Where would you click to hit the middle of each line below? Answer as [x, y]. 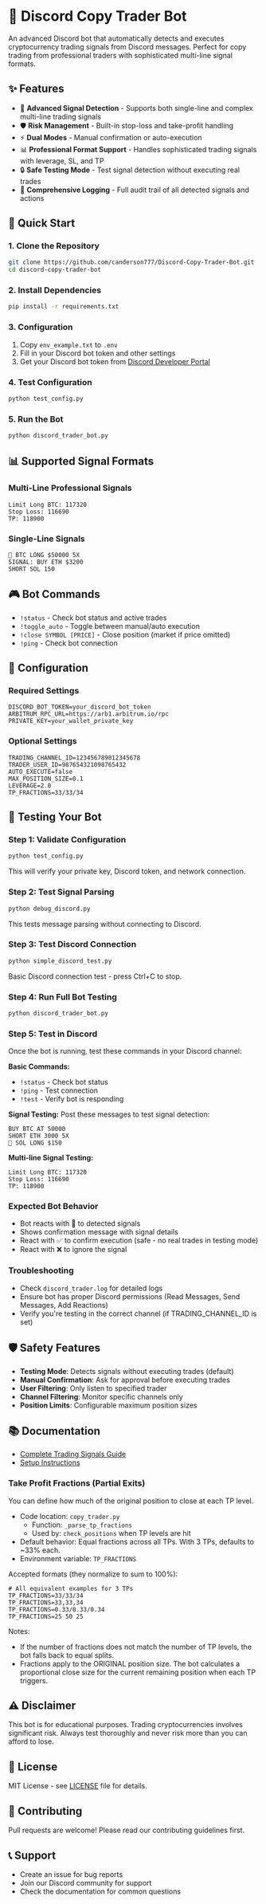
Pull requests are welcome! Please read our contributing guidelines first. [127, 1830]
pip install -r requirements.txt [64, 307]
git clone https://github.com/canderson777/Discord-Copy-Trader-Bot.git [131, 262]
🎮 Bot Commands [55, 594]
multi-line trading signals [61, 116]
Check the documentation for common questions [100, 1891]
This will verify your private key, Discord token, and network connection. [127, 871]
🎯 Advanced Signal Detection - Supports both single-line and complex [136, 108]
